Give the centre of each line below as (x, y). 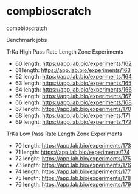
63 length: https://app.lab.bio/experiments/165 (73, 83)
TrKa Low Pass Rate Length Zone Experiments (64, 134)
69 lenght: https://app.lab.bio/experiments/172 (73, 122)
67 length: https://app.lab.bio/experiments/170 (73, 109)
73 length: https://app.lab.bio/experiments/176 (73, 165)
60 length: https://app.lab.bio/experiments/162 (73, 63)
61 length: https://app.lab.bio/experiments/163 (73, 70)
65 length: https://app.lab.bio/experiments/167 (73, 96)
